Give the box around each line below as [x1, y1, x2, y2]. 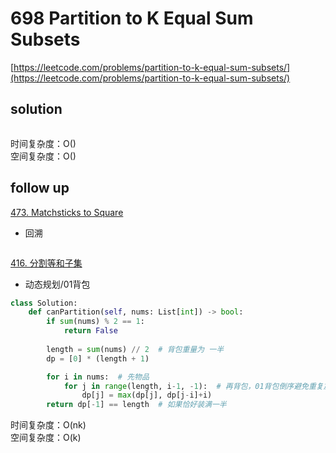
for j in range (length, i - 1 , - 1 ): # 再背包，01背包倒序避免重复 [63, 381, 324, 391]
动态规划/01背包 [24, 278, 91, 290]
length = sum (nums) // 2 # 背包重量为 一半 [46, 344, 225, 354]
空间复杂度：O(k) [10, 432, 82, 444]
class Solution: [10, 298, 78, 308]
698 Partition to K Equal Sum [10, 7, 254, 30]
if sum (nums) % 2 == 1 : [46, 317, 145, 327]
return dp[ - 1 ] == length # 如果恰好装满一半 [46, 400, 227, 410]
